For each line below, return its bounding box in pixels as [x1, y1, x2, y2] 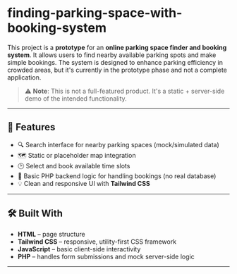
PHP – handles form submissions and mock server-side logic [17, 252, 195, 261]
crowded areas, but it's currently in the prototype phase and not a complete [7, 66, 227, 74]
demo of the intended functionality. [24, 94, 127, 103]
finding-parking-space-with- [7, 5, 183, 21]
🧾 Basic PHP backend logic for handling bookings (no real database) [17, 171, 217, 180]
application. [7, 73, 42, 82]
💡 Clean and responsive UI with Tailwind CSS [17, 179, 150, 187]
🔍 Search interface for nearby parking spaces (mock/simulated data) [17, 140, 220, 149]
